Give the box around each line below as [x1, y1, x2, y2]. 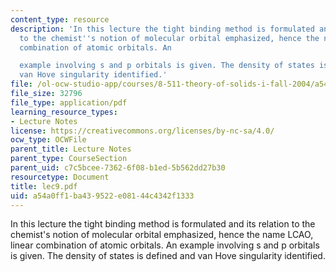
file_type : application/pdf [10, 97, 128, 108]
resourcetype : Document [10, 172, 110, 182]
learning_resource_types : [10, 107, 118, 117]
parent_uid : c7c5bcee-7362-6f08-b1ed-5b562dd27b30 [10, 163, 226, 173]
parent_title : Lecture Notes [10, 144, 132, 155]
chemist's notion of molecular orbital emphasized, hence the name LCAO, [10, 229, 314, 241]
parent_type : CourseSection [10, 154, 128, 164]
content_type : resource [10, 14, 110, 25]
